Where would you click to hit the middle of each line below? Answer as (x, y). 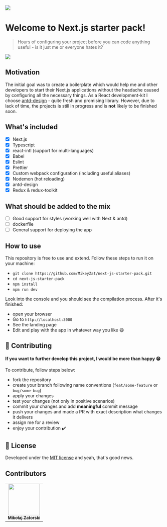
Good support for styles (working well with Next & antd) (70, 218)
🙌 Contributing (29, 346)
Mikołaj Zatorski (24, 518)
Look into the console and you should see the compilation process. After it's (84, 299)
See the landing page (34, 325)
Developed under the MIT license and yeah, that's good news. (69, 458)
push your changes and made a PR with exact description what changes (87, 411)
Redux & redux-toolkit (35, 190)
